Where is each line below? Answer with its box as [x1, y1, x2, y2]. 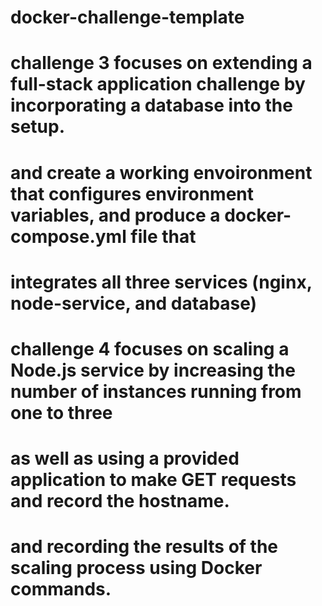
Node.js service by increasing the [10, 359, 296, 381]
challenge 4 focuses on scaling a [10, 337, 290, 360]
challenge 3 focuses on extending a [10, 52, 313, 75]
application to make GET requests [10, 469, 297, 491]
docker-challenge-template [10, 6, 245, 29]
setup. [10, 116, 66, 138]
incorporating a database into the [10, 94, 293, 117]
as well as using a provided [10, 447, 240, 470]
